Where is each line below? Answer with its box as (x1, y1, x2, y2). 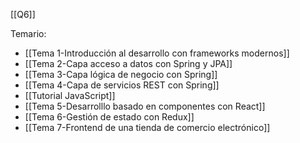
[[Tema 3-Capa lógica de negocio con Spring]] (24, 69, 218, 80)
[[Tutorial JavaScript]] (24, 90, 116, 101)
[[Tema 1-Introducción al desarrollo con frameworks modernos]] (24, 47, 290, 59)
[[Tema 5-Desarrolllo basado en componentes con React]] (24, 100, 266, 112)
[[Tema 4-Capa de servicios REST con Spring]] (24, 79, 220, 91)
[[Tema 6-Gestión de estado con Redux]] (24, 111, 195, 123)
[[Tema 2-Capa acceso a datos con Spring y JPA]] (24, 58, 233, 69)
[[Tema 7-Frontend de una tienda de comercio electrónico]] (24, 122, 271, 133)
